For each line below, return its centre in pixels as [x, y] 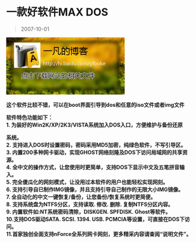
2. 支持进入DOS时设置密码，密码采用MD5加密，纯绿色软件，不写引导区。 [96, 145]
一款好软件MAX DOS [57, 12]
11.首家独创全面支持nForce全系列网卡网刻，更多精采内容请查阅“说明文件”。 [99, 234]
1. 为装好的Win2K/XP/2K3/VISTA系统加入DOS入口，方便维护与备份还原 [94, 125]
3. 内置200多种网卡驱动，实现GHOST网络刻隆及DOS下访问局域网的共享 [94, 152]
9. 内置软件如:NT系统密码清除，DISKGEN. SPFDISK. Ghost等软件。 [88, 212]
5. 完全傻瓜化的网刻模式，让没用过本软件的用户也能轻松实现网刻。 [87, 182]
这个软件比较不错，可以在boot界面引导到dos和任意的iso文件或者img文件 [96, 105]
